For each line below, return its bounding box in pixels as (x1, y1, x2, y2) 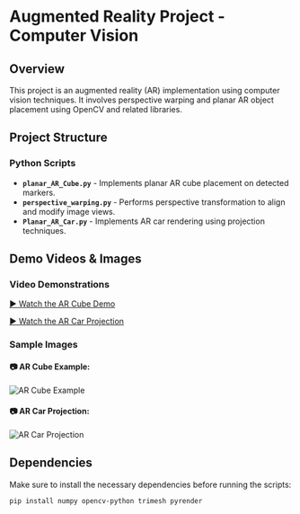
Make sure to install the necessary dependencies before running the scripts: (9, 479, 292, 490)
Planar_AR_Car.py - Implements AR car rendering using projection (22, 216, 265, 226)
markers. (22, 187, 56, 198)
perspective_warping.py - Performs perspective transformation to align (22, 196, 286, 208)
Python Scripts (9, 157, 76, 170)
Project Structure (9, 130, 108, 146)
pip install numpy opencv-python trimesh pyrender (9, 496, 203, 505)
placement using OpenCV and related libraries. (9, 104, 182, 114)
